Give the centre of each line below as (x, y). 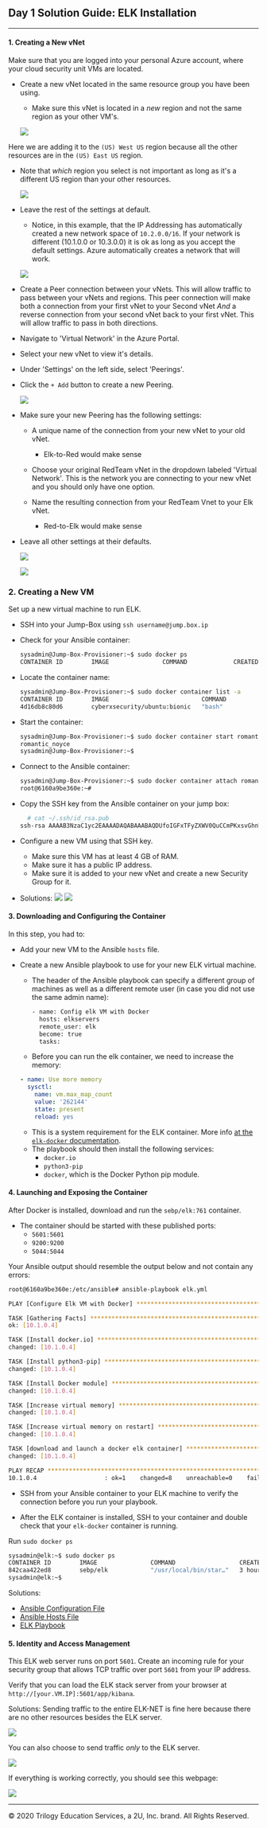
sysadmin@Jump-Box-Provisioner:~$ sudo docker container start (127, 736)
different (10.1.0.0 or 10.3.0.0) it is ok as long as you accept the (133, 242)
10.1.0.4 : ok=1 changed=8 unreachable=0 (120, 1478)
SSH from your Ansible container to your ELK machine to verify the (129, 1493)
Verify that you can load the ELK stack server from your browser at (118, 1685)
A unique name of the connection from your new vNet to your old (138, 431)
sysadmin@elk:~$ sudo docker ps (62, 1556)
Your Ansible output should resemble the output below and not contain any (131, 1266)
